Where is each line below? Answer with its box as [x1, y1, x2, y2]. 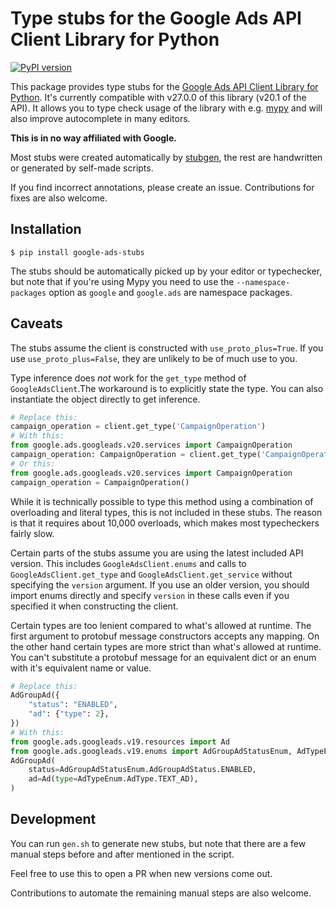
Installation [10, 221, 82, 238]
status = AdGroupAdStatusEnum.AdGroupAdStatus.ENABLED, [28, 765, 257, 775]
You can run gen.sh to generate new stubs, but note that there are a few [10, 837, 307, 849]
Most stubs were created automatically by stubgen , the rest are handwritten [10, 151, 323, 163]
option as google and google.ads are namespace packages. [48, 286, 293, 298]
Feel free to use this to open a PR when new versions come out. [10, 867, 273, 879]
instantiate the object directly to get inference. [10, 393, 201, 405]
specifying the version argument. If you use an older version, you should [10, 578, 310, 591]
